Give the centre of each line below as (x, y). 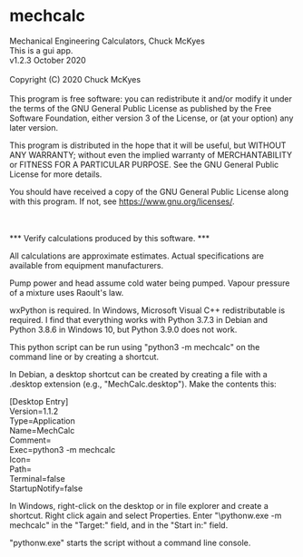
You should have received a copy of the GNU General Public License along (149, 191)
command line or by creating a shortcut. (84, 357)
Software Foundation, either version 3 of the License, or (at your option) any (151, 118)
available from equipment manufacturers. (87, 265)
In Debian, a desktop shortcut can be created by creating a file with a (138, 374)
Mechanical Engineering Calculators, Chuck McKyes (108, 41)
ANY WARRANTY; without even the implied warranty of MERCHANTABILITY (151, 154)
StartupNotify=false (46, 488)
